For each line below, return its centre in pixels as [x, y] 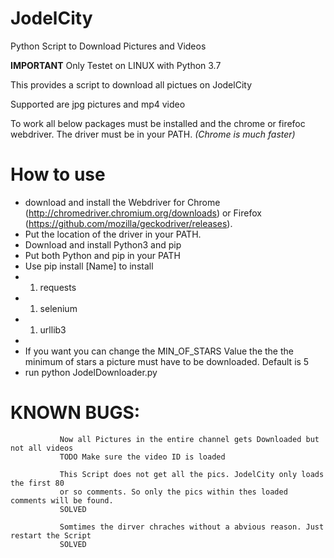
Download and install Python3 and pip [103, 244]
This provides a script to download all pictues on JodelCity [131, 84]
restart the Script [51, 535]
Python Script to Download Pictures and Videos [108, 46]
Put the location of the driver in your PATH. [113, 234]
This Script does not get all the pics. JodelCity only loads [192, 474]
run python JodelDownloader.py [91, 372]
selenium [58, 308]
